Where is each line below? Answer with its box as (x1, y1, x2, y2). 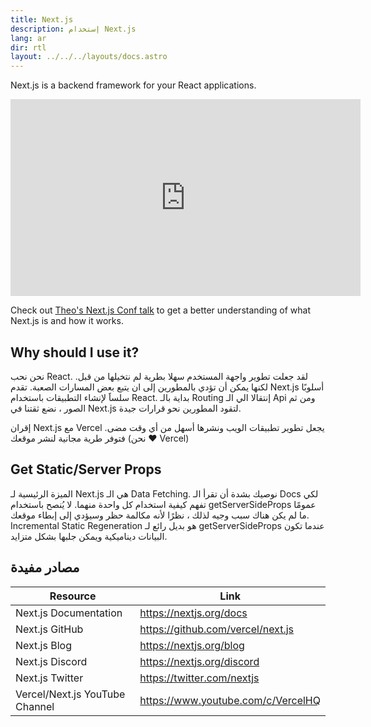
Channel (15, 699, 55, 713)
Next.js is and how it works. (10, 315, 124, 327)
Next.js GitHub (15, 622, 84, 636)
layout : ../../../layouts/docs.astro (10, 52, 168, 62)
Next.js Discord (15, 654, 88, 668)
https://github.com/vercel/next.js (139, 622, 295, 636)
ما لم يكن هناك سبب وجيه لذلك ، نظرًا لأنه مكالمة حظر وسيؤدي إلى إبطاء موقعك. (10, 509, 310, 521)
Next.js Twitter (15, 671, 84, 685)
